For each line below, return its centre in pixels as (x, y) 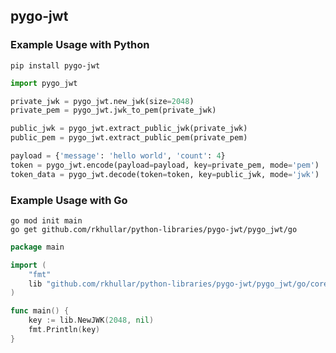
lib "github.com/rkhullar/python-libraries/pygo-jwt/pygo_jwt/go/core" (180, 284)
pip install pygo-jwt (55, 65)
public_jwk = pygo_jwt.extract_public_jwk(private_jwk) (129, 129)
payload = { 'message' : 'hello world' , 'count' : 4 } (118, 156)
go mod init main (46, 220)
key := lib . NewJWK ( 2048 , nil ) (91, 320)
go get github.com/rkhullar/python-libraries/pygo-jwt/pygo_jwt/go (154, 229)
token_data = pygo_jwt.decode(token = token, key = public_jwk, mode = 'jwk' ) (165, 174)
